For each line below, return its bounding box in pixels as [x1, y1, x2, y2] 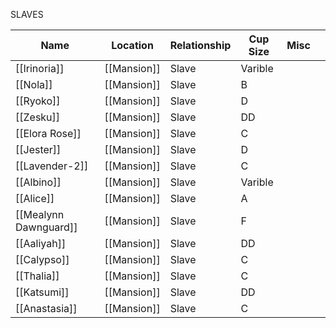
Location [111, 39, 154, 52]
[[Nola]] [15, 78, 53, 91]
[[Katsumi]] [15, 285, 70, 299]
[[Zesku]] [15, 110, 61, 124]
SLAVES [10, 9, 44, 20]
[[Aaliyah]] [15, 237, 67, 250]
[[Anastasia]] [15, 302, 78, 315]
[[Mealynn [15, 208, 65, 221]
